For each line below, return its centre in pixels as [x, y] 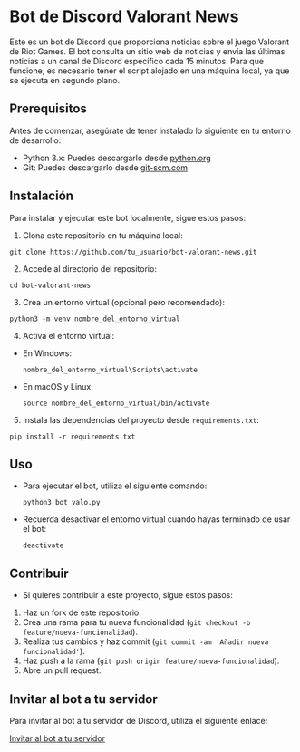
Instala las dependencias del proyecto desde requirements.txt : [141, 419]
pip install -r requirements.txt [73, 437]
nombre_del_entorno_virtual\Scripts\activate [110, 370]
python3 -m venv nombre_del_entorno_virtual [95, 319]
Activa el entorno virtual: [68, 335]
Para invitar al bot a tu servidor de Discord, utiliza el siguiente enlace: [139, 721]
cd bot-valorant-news [50, 285]
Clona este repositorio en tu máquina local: [102, 235]
